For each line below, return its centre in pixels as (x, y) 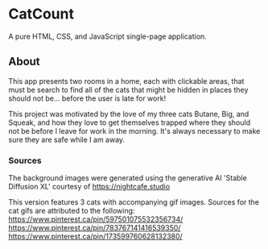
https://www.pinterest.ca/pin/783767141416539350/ (95, 228)
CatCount (41, 14)
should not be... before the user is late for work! (87, 98)
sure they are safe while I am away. (67, 139)
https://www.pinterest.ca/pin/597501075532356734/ (96, 219)
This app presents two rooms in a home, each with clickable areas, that (126, 81)
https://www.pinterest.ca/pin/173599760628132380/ (95, 237)
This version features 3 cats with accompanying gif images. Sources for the (134, 202)
